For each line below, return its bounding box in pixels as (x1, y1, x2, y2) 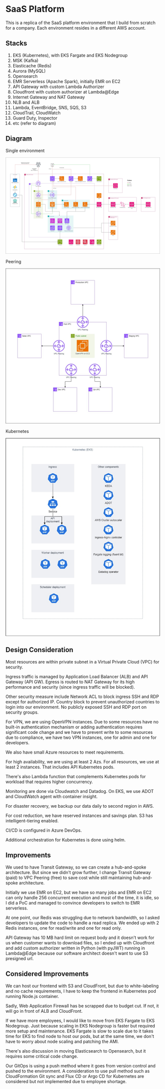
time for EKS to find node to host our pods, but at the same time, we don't (5, 1033, 154, 1039)
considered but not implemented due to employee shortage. (5, 1078, 127, 1084)
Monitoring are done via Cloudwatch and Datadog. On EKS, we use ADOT (5, 788, 154, 794)
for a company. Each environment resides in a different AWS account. (5, 25, 146, 30)
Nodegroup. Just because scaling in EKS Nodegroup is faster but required (5, 1023, 156, 1028)
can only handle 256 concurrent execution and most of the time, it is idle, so (5, 894, 159, 901)
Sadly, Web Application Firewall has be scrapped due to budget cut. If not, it (5, 1002, 159, 1009)
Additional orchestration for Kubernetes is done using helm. (5, 837, 126, 843)
